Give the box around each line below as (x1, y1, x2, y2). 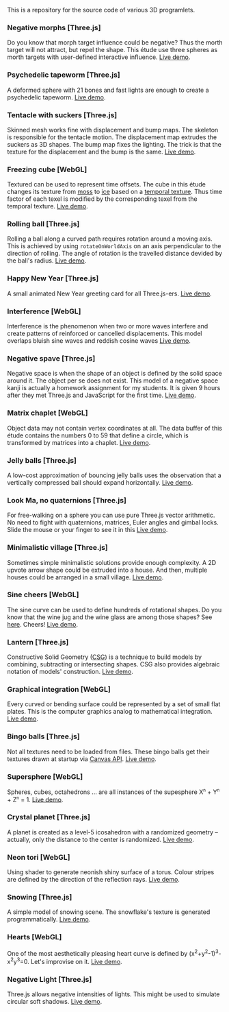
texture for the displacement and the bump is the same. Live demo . (7, 147, 196, 156)
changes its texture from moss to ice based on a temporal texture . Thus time (7, 188, 223, 196)
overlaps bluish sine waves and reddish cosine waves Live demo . (7, 337, 191, 345)
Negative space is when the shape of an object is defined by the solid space (7, 370, 222, 378)
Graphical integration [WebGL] (7, 685, 111, 695)
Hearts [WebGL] (7, 932, 62, 942)
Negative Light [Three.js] (7, 974, 92, 984)
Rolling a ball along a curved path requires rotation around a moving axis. (7, 234, 213, 243)
